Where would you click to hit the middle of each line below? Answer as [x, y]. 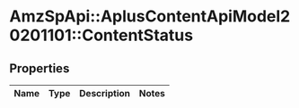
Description [105, 93]
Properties [40, 68]
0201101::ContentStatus [101, 35]
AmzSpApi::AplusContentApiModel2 [150, 17]
